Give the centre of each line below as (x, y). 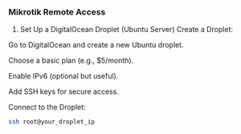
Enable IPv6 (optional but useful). (63, 76)
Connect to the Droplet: (47, 108)
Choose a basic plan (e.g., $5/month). (71, 61)
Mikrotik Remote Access (57, 12)
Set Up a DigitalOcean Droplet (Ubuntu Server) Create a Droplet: (126, 30)
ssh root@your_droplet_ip (51, 122)
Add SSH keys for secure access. (63, 91)
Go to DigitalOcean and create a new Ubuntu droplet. (96, 45)
